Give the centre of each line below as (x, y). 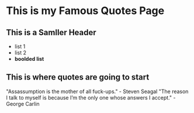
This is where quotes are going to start (78, 77)
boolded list (29, 59)
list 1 (20, 46)
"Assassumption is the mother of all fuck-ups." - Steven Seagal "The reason (97, 91)
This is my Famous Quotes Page (85, 11)
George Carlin (23, 104)
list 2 (20, 53)
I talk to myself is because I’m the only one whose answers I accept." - (91, 97)
